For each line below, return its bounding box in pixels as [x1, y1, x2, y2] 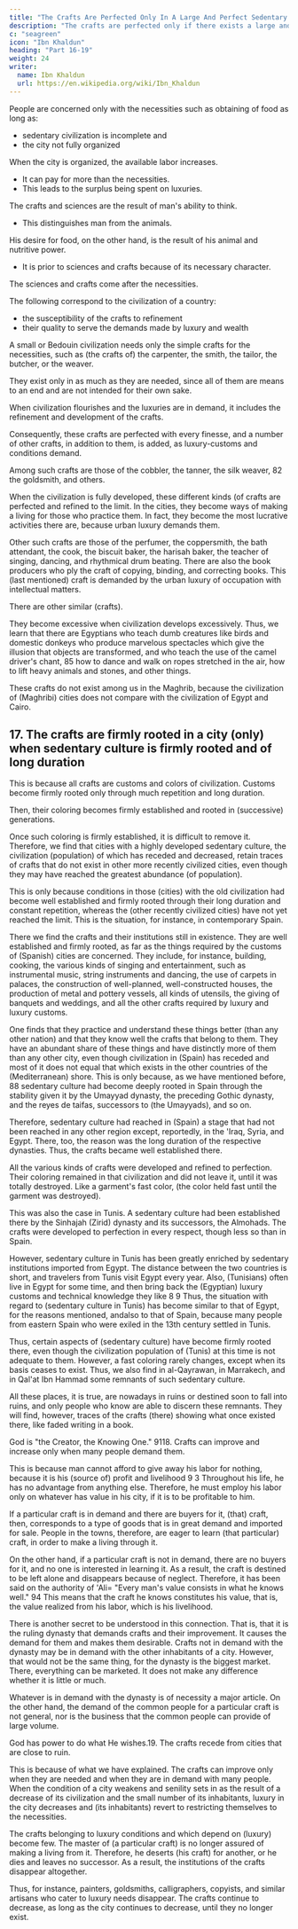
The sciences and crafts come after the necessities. [9, 278, 199, 289]
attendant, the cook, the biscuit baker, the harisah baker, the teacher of [9, 546, 269, 557]
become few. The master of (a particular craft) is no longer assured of [9, 1838, 264, 1849]
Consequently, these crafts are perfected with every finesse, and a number [9, 428, 284, 439]
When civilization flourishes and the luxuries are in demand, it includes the [9, 402, 281, 412]
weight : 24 [9, 54, 50, 63]
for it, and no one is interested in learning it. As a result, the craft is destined [9, 1564, 286, 1574]
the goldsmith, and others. [9, 474, 106, 484]
